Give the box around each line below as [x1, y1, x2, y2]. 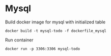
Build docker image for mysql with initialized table [5, 19, 106, 25]
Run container [5, 37, 33, 43]
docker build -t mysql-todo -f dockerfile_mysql [5, 28, 107, 33]
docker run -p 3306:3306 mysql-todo [5, 46, 80, 51]
